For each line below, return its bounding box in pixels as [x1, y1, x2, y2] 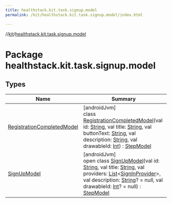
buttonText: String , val [83, 129, 136, 136]
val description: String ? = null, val [83, 176, 163, 184]
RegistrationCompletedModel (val [83, 116, 163, 124]
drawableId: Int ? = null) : [83, 182, 141, 190]
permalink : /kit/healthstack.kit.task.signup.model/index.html [5, 12, 143, 17]
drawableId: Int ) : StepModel [83, 142, 152, 149]
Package [5, 49, 44, 60]
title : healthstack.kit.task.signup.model [5, 7, 97, 13]
